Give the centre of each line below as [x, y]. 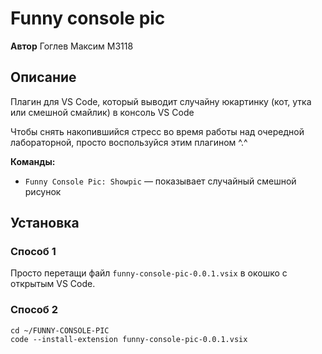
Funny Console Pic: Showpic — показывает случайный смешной [160, 181]
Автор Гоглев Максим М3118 [72, 46]
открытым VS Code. [53, 284]
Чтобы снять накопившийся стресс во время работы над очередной [157, 131]
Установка [45, 223]
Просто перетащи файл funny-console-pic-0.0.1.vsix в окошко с [149, 273]
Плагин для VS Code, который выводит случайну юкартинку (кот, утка [161, 101]
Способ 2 [34, 310]
